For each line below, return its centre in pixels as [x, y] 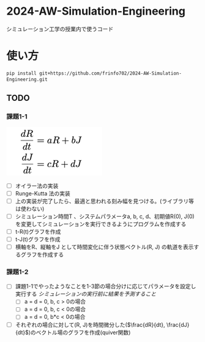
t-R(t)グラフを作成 [38, 231]
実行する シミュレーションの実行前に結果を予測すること [86, 294]
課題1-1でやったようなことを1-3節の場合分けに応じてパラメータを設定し [106, 286]
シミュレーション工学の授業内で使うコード [60, 29]
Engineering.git [27, 79]
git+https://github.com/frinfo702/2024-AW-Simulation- [110, 73]
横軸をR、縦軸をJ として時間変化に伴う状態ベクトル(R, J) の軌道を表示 [104, 247]
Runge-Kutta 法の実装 [43, 193]
